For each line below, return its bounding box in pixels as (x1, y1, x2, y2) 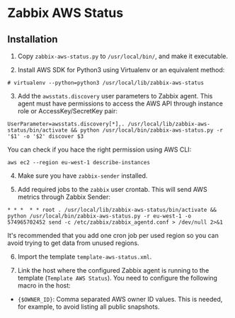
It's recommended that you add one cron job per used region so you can (7, 232, 219, 239)
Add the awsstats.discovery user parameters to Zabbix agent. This (17, 92, 213, 100)
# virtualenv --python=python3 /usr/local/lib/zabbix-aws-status (7, 79, 204, 86)
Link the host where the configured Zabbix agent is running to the (17, 266, 210, 274)
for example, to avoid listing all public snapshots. (17, 302, 160, 311)
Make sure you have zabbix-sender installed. (17, 171, 148, 180)
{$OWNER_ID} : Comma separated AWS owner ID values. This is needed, (17, 295, 223, 303)
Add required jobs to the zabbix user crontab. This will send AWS (17, 186, 207, 193)
